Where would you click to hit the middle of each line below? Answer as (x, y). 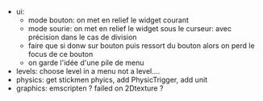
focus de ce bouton (61, 54)
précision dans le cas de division (82, 37)
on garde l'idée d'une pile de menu (86, 63)
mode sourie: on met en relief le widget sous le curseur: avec (130, 28)
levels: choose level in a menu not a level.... (88, 71)
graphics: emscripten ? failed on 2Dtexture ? (90, 88)
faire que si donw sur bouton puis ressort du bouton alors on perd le (142, 46)
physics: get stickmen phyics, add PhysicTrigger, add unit (112, 80)
